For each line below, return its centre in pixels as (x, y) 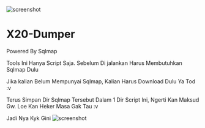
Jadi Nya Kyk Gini (28, 118)
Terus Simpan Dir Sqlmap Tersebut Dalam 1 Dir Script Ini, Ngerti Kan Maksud (103, 100)
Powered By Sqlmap (32, 51)
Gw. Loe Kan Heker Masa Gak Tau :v (52, 106)
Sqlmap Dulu (22, 69)
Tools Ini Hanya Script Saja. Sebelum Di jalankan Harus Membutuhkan (94, 63)
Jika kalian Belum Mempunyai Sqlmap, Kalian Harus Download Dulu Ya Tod (101, 81)
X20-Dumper (41, 34)
